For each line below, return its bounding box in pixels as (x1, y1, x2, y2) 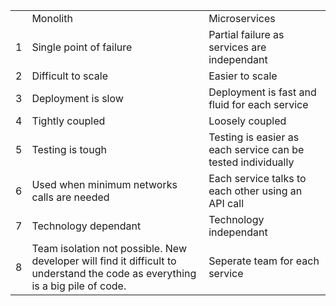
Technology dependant (31, 219, 142, 233)
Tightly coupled (31, 114, 106, 128)
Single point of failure (31, 40, 133, 54)
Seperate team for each (208, 254, 320, 268)
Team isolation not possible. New (31, 242, 187, 255)
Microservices (208, 12, 276, 25)
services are (208, 40, 267, 54)
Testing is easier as (208, 130, 300, 144)
